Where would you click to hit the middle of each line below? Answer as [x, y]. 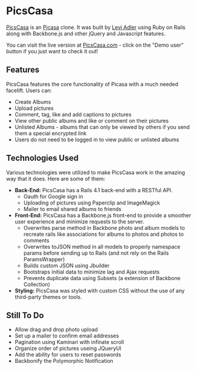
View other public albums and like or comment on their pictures [92, 121]
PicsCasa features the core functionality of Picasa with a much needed [92, 84]
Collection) [37, 284]
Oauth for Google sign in [53, 196]
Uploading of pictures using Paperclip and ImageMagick [92, 203]
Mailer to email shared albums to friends [73, 209]
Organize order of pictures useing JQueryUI [68, 348]
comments [36, 240]
